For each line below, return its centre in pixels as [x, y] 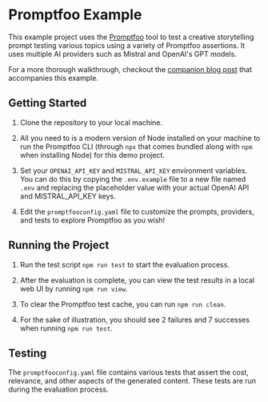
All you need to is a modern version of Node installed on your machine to [140, 138]
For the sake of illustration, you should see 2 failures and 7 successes [135, 320]
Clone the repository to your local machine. [91, 123]
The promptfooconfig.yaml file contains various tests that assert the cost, [129, 372]
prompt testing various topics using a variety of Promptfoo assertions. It [127, 45]
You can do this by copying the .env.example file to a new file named [133, 179]
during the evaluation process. [59, 389]
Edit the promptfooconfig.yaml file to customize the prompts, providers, [137, 211]
